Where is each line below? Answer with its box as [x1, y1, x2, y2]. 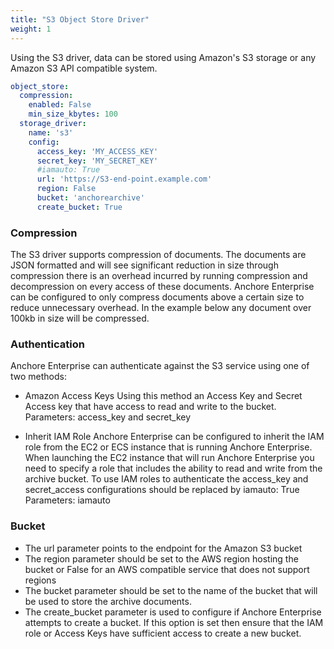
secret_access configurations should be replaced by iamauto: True [24, 484, 300, 496]
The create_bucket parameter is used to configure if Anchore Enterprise [24, 606, 322, 618]
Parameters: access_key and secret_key [24, 411, 192, 423]
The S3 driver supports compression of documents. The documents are [10, 249, 307, 261]
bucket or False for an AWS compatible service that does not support [24, 563, 310, 575]
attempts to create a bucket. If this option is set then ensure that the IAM [24, 616, 324, 628]
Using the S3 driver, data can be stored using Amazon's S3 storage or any [10, 51, 317, 63]
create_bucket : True [36, 202, 123, 212]
